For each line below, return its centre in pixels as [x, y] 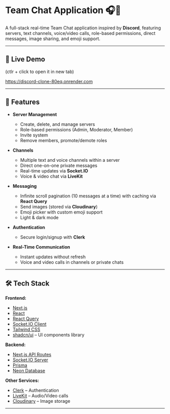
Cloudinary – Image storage [41, 401]
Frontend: [16, 298]
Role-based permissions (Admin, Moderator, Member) [76, 129]
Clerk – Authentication [36, 390]
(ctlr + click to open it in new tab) [40, 72]
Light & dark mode [39, 217]
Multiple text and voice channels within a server [70, 160]
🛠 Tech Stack [27, 283]
